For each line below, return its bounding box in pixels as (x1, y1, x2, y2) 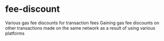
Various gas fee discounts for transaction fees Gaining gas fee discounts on (5, 20, 160, 26)
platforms (5, 30, 25, 36)
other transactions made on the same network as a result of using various (5, 25, 156, 31)
